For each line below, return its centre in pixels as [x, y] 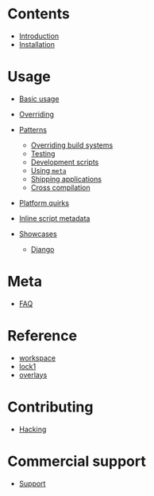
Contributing [50, 407]
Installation [37, 44]
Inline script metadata [54, 218]
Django [42, 249]
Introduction [39, 36]
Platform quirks [44, 203]
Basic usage [39, 98]
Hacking [33, 429]
